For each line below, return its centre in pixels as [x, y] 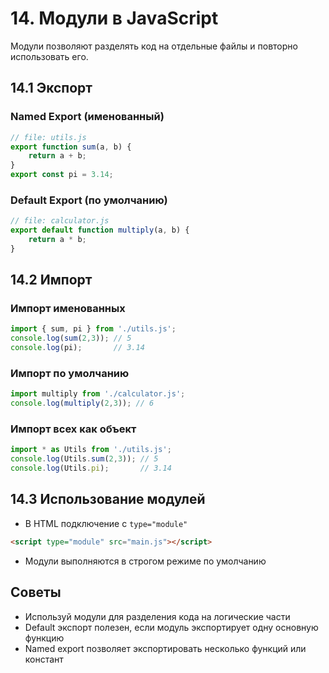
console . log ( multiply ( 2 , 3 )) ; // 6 [82, 403]
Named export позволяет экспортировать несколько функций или [165, 648]
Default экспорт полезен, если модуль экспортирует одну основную [171, 627]
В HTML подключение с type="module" [106, 523]
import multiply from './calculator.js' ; [98, 394]
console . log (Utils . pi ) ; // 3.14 [91, 468]
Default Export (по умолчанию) [89, 200]
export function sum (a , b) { [71, 147]
